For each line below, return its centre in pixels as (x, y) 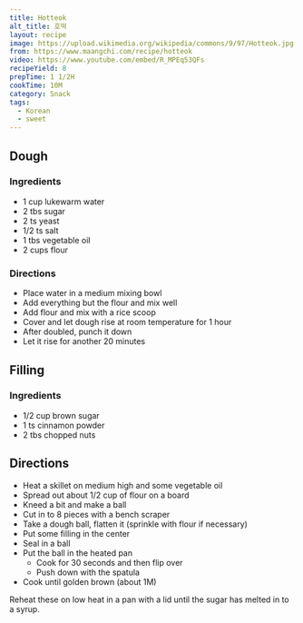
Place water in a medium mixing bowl (92, 293)
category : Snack (40, 94)
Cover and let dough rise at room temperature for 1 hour (127, 322)
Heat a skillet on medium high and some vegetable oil (122, 485)
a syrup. (25, 608)
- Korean (34, 111)
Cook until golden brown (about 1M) (89, 581)
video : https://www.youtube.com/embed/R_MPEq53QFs (107, 60)
